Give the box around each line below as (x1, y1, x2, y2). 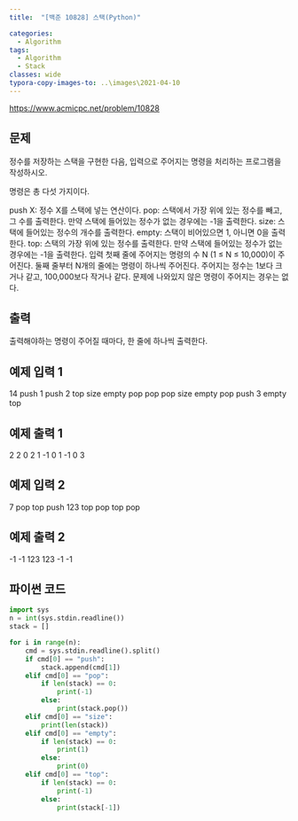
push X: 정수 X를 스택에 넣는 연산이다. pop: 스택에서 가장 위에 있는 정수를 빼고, (9, 205, 283, 215)
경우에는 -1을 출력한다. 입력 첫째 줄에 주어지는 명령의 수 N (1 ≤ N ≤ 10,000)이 (9, 249, 277, 260)
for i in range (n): (9, 638, 82, 647)
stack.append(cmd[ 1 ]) (41, 662, 122, 672)
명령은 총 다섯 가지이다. (9, 185, 90, 196)
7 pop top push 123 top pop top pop (9, 502, 140, 512)
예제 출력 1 (9, 426, 64, 441)
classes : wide (9, 70, 62, 80)
